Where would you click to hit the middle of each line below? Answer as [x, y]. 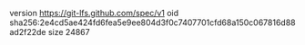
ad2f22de [28, 32]
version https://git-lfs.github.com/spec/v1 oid [94, 13]
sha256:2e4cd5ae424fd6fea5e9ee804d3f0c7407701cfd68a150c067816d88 [152, 22]
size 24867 [69, 32]
